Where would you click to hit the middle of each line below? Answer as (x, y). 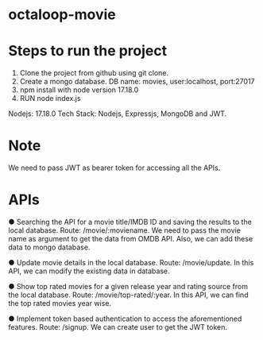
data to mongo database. (49, 247)
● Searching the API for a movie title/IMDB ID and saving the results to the (130, 222)
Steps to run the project (88, 51)
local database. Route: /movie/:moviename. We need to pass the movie (124, 230)
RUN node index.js (50, 99)
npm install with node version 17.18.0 (79, 90)
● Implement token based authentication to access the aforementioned (125, 319)
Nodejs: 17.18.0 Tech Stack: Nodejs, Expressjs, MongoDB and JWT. (118, 114)
